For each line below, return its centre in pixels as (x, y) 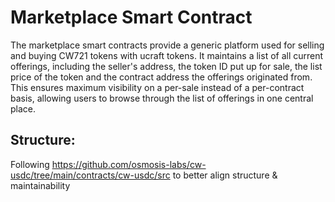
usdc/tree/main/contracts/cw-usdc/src (90, 175)
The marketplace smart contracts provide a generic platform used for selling (167, 45)
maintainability (40, 185)
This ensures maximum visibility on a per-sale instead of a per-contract (157, 87)
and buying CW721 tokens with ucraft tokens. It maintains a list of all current (167, 55)
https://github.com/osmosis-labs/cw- (129, 164)
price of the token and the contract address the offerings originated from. (161, 77)
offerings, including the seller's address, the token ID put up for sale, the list (166, 66)
